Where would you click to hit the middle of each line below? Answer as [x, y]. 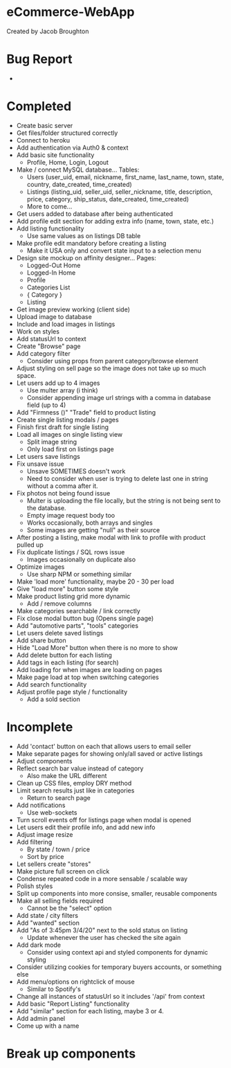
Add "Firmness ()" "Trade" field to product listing [86, 412]
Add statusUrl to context [52, 338]
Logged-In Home [51, 272]
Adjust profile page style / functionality [72, 691]
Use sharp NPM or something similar [79, 574]
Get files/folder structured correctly [67, 133]
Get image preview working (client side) [73, 309]
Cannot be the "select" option [69, 908]
